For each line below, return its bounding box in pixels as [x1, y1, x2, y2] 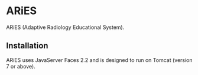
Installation [6, 41, 48, 51]
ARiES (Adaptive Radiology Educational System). [6, 24, 125, 31]
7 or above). [6, 63, 35, 70]
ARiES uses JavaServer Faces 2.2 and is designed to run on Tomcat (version [6, 56, 193, 63]
